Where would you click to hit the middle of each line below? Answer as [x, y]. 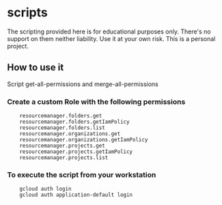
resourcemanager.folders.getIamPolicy [74, 122]
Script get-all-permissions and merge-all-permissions [83, 84]
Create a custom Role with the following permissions [96, 102]
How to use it [36, 67]
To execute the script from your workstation [82, 174]
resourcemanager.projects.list [64, 158]
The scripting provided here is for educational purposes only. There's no [109, 31]
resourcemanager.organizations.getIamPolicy [84, 140]
